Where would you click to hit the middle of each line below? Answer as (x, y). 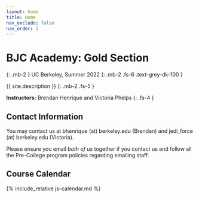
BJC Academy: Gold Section (78, 58)
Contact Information (45, 116)
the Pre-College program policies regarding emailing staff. (78, 155)
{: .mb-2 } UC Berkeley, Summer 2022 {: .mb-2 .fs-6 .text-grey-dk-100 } (95, 75)
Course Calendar (39, 174)
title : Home (21, 17)
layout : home (22, 12)
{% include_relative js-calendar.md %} (54, 188)
